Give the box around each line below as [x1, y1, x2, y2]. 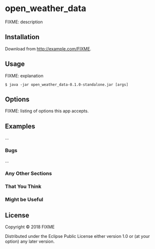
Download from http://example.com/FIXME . [5, 46, 92, 51]
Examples [5, 122, 35, 130]
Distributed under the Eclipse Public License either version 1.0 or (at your [5, 233, 150, 239]
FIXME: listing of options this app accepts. [5, 108, 89, 114]
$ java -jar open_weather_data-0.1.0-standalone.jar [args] [5, 82, 129, 87]
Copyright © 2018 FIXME [5, 224, 55, 230]
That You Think [5, 183, 42, 190]
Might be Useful [5, 196, 43, 203]
